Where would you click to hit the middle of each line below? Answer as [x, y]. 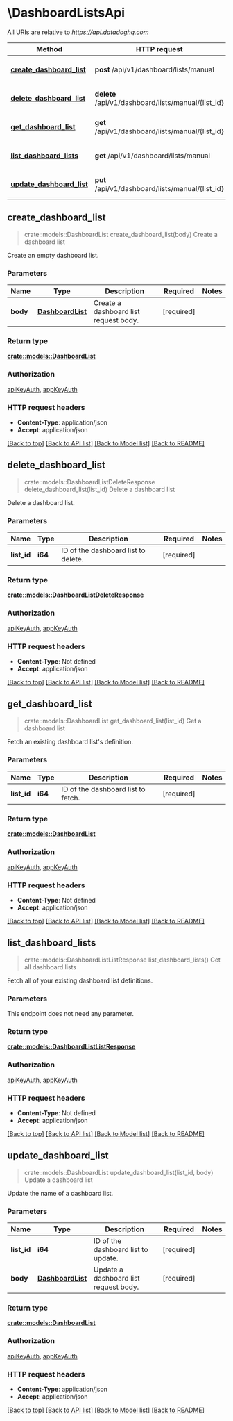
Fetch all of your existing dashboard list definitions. [80, 980]
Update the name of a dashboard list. [60, 1193]
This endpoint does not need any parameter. [70, 1014]
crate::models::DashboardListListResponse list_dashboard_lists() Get [122, 960]
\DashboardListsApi [66, 13]
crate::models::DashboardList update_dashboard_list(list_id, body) [119, 1172]
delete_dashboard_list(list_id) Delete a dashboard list [100, 489]
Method [49, 49]
